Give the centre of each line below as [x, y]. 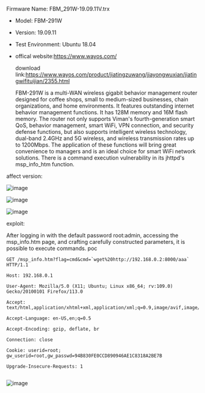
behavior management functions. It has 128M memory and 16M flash [101, 112]
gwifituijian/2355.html [42, 81]
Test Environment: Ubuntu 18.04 [56, 44]
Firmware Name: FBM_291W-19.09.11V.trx [58, 9]
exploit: [16, 223]
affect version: [24, 176]
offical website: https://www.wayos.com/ [66, 56]
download [28, 68]
